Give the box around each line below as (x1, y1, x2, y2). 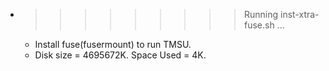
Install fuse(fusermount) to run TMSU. (34, 39, 192, 50)
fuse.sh (243, 19, 275, 31)
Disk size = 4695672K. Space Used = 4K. (34, 49, 207, 61)
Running (243, 9, 279, 20)
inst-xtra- (279, 9, 320, 20)
